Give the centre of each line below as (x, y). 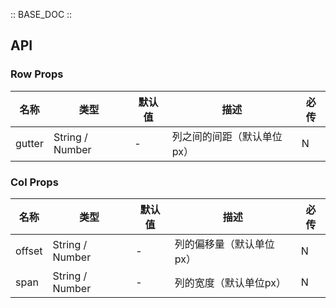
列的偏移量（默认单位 (224, 244)
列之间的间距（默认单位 (227, 136)
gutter (29, 143)
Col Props (34, 182)
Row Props (37, 74)
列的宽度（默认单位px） (230, 282)
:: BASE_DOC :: (41, 14)
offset (29, 251)
